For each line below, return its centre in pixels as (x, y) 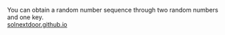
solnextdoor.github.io (37, 24)
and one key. (25, 17)
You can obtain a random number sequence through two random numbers (113, 10)
